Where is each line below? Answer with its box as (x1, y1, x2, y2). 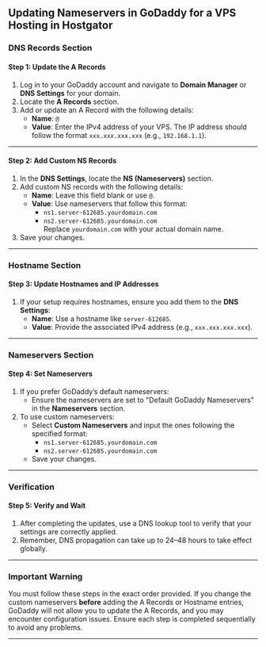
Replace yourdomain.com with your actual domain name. (43, 224, 224, 233)
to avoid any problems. (8, 622, 83, 633)
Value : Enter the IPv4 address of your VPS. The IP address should (31, 122, 247, 132)
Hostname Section (8, 259, 82, 270)
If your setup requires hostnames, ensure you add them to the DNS (19, 297, 239, 306)
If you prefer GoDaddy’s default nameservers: (19, 386, 169, 396)
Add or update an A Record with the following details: (19, 105, 194, 114)
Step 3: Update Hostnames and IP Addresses (8, 279, 160, 289)
